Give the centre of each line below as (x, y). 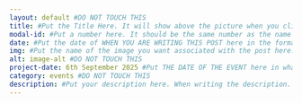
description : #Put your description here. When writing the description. (151, 84)
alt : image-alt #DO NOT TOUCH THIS (76, 59)
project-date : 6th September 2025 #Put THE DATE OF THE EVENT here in (144, 68)
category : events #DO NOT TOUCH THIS (80, 76)
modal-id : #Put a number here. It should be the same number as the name (151, 34)
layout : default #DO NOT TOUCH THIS (78, 17)
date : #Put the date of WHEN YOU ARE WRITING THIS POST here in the (140, 43)
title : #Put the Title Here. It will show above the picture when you (144, 26)
